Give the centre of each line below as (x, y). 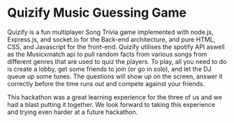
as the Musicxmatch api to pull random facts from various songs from (107, 54)
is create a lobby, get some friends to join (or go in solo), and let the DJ (109, 69)
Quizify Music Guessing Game (97, 13)
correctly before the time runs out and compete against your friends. (106, 83)
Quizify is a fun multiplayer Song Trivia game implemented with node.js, (110, 32)
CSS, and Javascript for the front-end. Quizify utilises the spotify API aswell (116, 47)
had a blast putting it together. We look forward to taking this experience (111, 104)
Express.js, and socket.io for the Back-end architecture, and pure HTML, (111, 39)
